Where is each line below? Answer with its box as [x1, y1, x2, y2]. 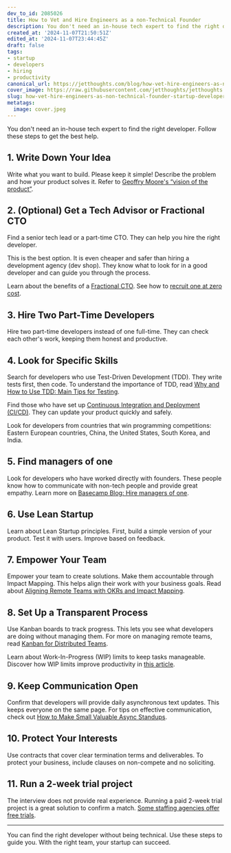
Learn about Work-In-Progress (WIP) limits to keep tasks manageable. [7, 653, 206, 661]
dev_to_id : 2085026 [7, 10, 63, 17]
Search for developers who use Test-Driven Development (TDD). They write [7, 373, 222, 381]
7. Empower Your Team [7, 554, 107, 566]
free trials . [7, 811, 36, 819]
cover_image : [7, 87, 45, 93]
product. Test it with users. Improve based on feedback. [7, 534, 166, 543]
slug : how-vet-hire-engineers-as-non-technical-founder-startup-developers [7, 93, 229, 100]
